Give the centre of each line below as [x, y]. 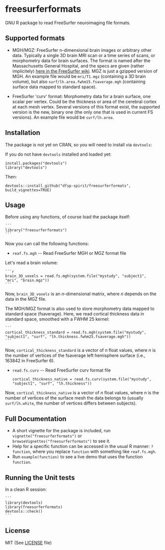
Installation [23, 133]
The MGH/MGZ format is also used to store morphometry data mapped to [80, 309]
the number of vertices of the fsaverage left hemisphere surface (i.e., [75, 355]
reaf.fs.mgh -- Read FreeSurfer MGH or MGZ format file [69, 253]
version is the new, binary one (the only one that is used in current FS [83, 112]
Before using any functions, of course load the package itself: [68, 217]
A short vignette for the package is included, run [61, 431]
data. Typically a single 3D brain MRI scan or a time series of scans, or [83, 55]
